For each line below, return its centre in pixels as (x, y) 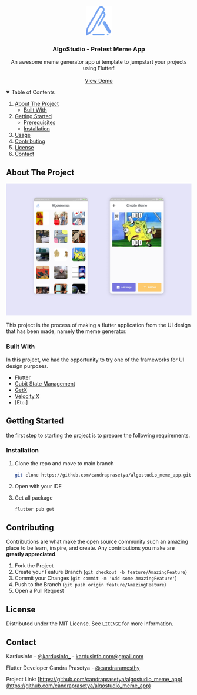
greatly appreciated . (31, 554)
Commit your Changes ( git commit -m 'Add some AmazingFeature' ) (96, 578)
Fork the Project (34, 566)
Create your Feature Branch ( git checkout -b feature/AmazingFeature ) (101, 572)
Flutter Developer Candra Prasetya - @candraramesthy (73, 668)
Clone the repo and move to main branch (64, 463)
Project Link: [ (23, 680)
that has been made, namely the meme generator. (66, 331)
